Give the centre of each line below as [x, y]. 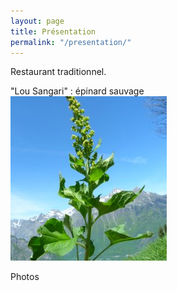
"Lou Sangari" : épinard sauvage [77, 91]
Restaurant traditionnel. [58, 72]
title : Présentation [53, 31]
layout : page [37, 21]
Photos [25, 277]
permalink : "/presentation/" [71, 42]
